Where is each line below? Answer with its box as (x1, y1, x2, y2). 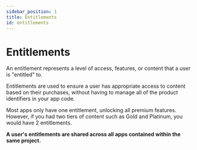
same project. (6, 137, 42, 144)
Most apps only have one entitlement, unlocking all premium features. (6, 107, 177, 114)
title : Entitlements (6, 14, 58, 20)
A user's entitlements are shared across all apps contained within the (6, 131, 181, 138)
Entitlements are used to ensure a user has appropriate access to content (6, 82, 186, 90)
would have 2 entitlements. (6, 119, 72, 126)
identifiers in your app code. (6, 95, 75, 103)
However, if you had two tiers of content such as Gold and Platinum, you (6, 113, 183, 120)
